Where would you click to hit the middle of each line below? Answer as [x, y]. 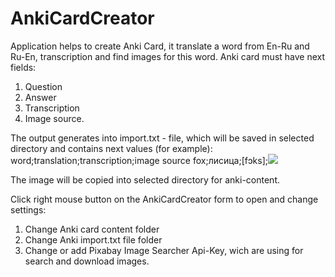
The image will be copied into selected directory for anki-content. [145, 179]
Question [43, 86]
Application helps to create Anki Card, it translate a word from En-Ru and [160, 46]
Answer [40, 97]
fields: [23, 67]
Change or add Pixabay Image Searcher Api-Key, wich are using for [164, 250]
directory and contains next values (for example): [111, 148]
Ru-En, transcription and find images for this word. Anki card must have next [168, 56]
